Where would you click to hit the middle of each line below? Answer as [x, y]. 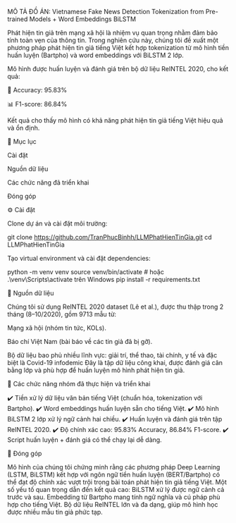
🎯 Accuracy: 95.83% [37, 90]
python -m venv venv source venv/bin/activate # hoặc [86, 272]
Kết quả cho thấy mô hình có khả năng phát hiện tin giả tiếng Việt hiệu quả [115, 120]
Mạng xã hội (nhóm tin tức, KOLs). [57, 328]
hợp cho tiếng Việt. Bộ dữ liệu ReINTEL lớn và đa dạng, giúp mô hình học [113, 504]
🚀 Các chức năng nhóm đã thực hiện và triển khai [79, 384]
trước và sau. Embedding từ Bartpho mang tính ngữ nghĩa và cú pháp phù [114, 497]
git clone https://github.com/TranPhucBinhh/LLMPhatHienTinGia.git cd [110, 237]
